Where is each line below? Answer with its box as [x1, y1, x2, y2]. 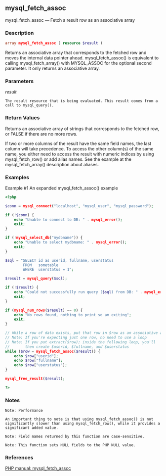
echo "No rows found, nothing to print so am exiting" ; [14, 312, 132, 317]
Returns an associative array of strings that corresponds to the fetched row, [5, 126, 160, 132]
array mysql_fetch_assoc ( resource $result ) [5, 41, 103, 46]
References [5, 454, 34, 461]
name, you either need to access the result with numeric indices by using [5, 151, 154, 157]
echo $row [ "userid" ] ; [14, 353, 58, 358]
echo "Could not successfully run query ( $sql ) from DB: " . [14, 289, 142, 294]
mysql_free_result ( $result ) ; [5, 376, 65, 381]
